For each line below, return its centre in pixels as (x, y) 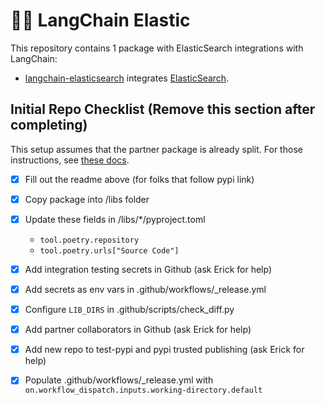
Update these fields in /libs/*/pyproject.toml (115, 219)
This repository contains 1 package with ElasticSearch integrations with (157, 48)
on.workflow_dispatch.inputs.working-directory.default (143, 390)
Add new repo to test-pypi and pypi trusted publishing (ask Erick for (164, 350)
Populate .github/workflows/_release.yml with (119, 380)
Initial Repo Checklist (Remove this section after (163, 109)
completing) (49, 125)
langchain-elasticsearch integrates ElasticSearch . (127, 78)
